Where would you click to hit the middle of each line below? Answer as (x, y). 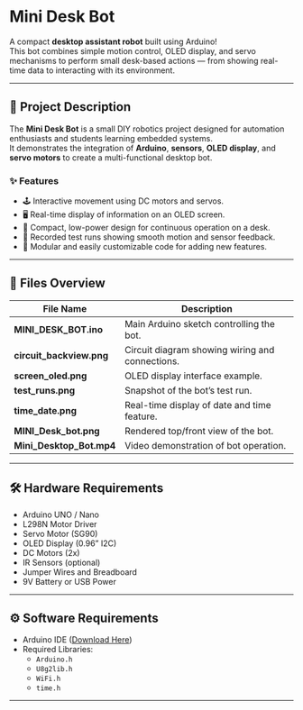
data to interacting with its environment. (101, 70)
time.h (48, 688)
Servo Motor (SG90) (60, 533)
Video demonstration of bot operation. (206, 445)
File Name (65, 308)
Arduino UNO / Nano (61, 514)
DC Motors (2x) (51, 552)
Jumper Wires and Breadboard (80, 572)
